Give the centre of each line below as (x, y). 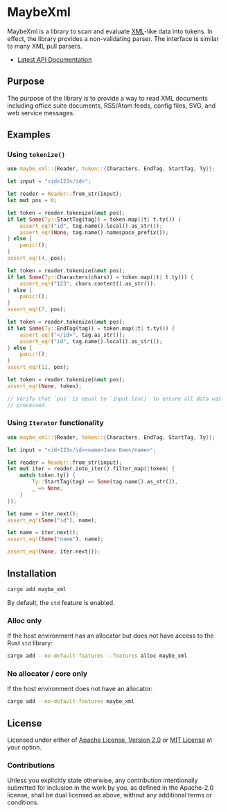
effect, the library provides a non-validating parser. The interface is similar (113, 38)
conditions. (23, 802)
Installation (32, 573)
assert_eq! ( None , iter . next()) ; (54, 552)
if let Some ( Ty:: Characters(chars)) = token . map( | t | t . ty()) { (100, 277)
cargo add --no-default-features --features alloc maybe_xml (97, 656)
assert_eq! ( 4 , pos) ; (37, 258)
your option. (25, 747)
